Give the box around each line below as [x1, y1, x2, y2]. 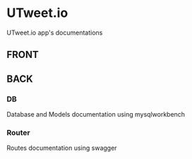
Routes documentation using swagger [6, 143, 117, 153]
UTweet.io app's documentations [6, 28, 103, 37]
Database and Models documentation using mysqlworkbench [6, 110, 185, 119]
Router [6, 127, 30, 137]
